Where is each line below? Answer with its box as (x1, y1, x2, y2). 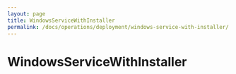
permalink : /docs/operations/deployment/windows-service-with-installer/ (7, 23, 230, 30)
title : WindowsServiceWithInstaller (7, 17, 115, 24)
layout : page (7, 10, 46, 18)
